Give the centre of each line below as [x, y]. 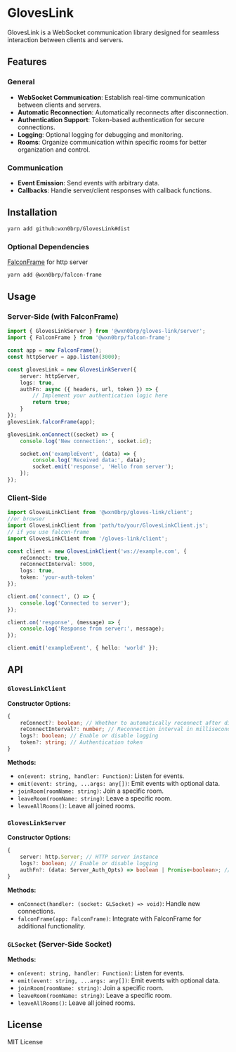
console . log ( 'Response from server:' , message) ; [92, 629]
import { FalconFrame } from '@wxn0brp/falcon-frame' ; [89, 338]
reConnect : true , [45, 558]
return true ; [52, 402]
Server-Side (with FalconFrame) [63, 317]
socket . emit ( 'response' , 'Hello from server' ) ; [103, 467]
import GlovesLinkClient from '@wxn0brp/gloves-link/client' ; [100, 513]
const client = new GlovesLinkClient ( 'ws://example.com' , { [97, 551]
